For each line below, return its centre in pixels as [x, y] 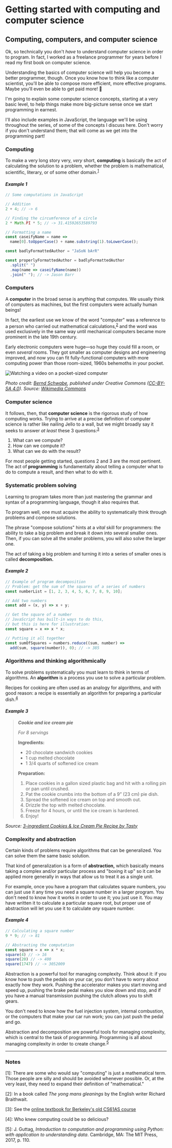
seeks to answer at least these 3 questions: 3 [52, 430]
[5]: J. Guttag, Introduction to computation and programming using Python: [84, 1129]
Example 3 [17, 711]
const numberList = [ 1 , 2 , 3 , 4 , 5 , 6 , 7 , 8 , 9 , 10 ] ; [64, 591]
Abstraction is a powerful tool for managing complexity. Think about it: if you [86, 974]
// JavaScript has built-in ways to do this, [55, 620]
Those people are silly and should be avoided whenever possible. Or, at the [85, 1079]
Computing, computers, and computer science [81, 39]
